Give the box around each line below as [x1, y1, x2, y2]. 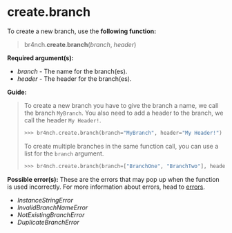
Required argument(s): [7, 53, 74, 62]
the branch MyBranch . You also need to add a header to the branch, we [23, 109, 224, 117]
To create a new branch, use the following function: [7, 27, 157, 35]
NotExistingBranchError [17, 210, 85, 218]
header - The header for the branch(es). [17, 74, 132, 83]
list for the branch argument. [23, 149, 104, 158]
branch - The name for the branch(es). [17, 67, 128, 75]
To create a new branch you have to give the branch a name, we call [23, 101, 219, 109]
